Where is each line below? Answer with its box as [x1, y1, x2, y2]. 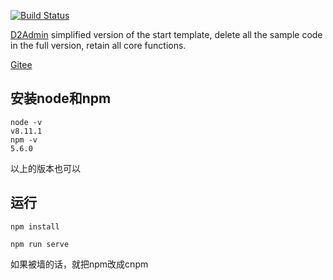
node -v [10, 117, 43, 127]
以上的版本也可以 [10, 162, 81, 174]
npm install [10, 221, 60, 232]
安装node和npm [10, 90, 112, 107]
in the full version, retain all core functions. [10, 40, 187, 51]
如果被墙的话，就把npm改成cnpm [10, 258, 149, 270]
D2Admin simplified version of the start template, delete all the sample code [10, 29, 323, 40]
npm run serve [10, 239, 70, 249]
